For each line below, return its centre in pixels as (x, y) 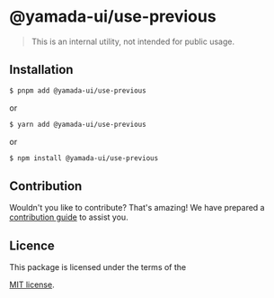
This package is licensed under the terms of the (98, 267)
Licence (32, 245)
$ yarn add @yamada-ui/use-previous (78, 124)
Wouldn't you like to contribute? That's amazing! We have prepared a (137, 208)
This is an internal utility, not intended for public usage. (133, 41)
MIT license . (32, 284)
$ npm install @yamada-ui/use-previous (84, 158)
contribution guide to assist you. (69, 217)
